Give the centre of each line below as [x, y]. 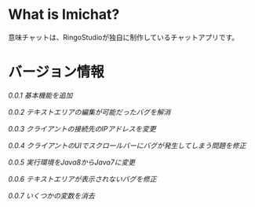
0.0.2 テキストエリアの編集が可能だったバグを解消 [89, 112]
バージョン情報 [56, 72]
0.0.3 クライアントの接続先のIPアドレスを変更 [82, 128]
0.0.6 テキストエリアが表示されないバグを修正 [82, 179]
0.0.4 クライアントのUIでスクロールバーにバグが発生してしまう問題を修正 [127, 145]
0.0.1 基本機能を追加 [40, 95]
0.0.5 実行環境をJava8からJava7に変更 [72, 162]
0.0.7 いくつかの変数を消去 [52, 195]
